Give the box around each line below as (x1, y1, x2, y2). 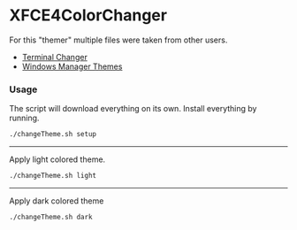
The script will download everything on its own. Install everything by (9, 103, 257, 114)
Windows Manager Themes (21, 61, 123, 72)
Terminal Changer (21, 51, 88, 62)
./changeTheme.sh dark (9, 212, 93, 221)
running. (9, 112, 40, 124)
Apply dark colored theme (9, 195, 104, 206)
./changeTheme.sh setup (9, 130, 97, 139)
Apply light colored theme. (9, 154, 106, 165)
